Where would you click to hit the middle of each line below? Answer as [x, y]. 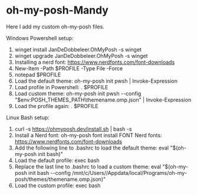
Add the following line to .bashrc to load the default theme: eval [92, 148]
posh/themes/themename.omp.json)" [60, 179]
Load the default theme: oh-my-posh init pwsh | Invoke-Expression [96, 81]
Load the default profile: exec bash [57, 160]
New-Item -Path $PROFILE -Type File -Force [68, 68]
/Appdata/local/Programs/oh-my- [147, 173]
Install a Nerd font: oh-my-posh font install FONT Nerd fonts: [88, 135]
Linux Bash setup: [28, 117]
